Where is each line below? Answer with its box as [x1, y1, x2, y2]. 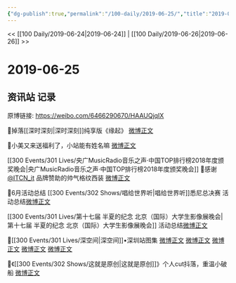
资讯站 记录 [7, 91, 56, 103]
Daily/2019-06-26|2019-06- [147, 29, 228, 38]
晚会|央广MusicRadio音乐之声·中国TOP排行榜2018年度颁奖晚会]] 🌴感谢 [13, 164, 217, 173]
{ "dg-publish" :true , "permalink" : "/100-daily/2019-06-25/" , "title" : [7, 10, 209, 18]
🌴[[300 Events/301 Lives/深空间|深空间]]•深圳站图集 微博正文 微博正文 [7, 236, 211, 244]
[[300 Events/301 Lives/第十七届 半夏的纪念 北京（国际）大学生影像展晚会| [7, 212, 223, 221]
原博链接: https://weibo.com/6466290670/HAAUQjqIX [7, 111, 164, 119]
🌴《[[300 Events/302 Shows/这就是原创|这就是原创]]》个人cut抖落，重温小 [7, 259, 221, 268]
